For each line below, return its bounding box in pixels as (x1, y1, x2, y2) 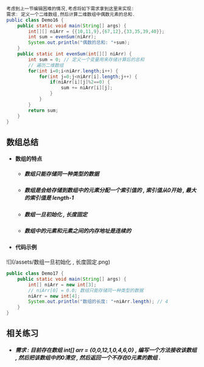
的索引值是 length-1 (24, 194, 74, 202)
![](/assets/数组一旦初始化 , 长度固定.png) (6, 258, 111, 266)
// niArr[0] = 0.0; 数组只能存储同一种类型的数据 (28, 287, 144, 293)
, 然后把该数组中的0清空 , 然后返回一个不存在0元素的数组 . (15, 354, 161, 362)
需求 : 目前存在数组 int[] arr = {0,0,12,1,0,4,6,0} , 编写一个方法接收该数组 (15, 346, 197, 354)
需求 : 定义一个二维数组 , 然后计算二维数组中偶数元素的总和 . (6, 11, 135, 18)
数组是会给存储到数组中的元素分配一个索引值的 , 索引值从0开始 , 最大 (24, 187, 197, 194)
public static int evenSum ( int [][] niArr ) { (17, 51, 132, 57)
